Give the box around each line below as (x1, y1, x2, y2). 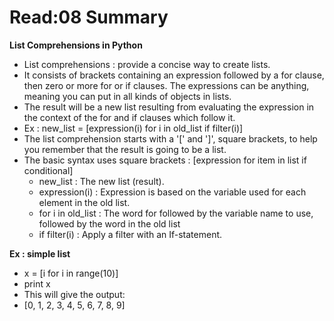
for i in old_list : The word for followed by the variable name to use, (38, 207, 314, 219)
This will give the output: (23, 288, 126, 300)
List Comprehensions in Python (9, 39, 143, 51)
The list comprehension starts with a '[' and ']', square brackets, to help (23, 132, 318, 145)
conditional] (23, 164, 74, 176)
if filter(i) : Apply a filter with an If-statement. (38, 228, 223, 240)
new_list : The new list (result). (38, 175, 165, 187)
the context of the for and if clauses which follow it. (23, 111, 236, 123)
